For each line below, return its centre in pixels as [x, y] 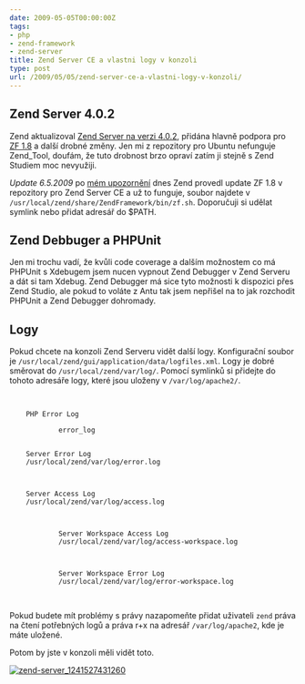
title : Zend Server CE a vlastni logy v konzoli [103, 60]
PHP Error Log [52, 414]
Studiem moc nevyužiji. [53, 165]
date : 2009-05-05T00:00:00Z [63, 18]
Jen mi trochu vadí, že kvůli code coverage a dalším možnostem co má [142, 262]
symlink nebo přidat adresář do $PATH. [83, 211]
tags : [20, 26]
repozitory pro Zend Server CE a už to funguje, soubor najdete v [130, 192]
